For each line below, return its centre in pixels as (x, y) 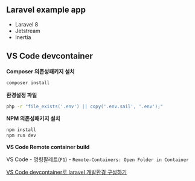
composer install (28, 83)
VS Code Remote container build (48, 147)
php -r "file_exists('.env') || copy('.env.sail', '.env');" (85, 106)
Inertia (23, 37)
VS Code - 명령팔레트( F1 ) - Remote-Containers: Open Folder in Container (97, 159)
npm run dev (21, 136)
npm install (21, 130)
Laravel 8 (27, 24)
